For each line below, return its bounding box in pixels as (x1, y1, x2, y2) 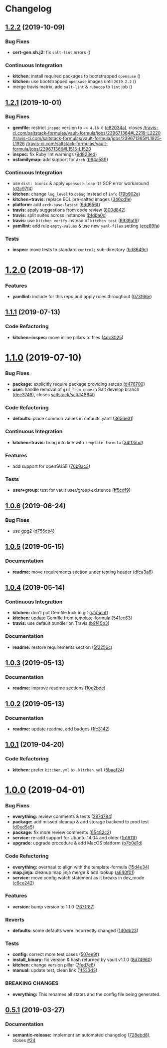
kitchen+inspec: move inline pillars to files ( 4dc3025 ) (12, 334, 124, 340)
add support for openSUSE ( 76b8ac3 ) (12, 463, 91, 469)
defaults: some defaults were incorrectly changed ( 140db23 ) (12, 927, 139, 933)
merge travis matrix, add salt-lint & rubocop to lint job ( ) (12, 84, 133, 90)
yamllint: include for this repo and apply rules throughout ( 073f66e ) (12, 293, 152, 299)
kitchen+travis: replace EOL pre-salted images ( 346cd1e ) (12, 196, 132, 203)
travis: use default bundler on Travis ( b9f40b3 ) (12, 620, 110, 626)
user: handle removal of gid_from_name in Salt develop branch (12, 386, 140, 393)
